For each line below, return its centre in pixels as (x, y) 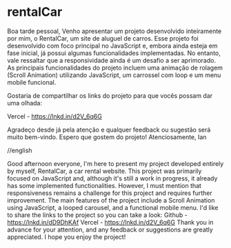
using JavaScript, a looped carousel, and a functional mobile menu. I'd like (113, 207)
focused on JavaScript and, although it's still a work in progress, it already (112, 178)
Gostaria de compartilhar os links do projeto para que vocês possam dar (110, 95)
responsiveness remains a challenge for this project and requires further (110, 193)
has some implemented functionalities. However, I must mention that (104, 185)
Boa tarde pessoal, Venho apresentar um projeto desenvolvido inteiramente (114, 31)
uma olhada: (25, 103)
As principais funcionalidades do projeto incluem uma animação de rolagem (115, 68)
